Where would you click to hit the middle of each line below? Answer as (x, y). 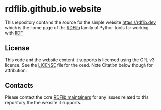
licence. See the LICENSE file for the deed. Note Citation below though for (79, 65)
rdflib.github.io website (53, 9)
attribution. (16, 70)
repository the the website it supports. (43, 102)
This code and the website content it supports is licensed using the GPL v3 (80, 60)
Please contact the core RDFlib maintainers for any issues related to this (77, 97)
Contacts (19, 85)
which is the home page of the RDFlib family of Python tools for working (77, 27)
